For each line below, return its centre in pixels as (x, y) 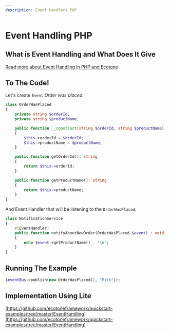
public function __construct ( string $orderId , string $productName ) (89, 128)
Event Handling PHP (49, 35)
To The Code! (27, 83)
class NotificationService (34, 219)
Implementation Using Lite (48, 296)
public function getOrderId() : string (56, 157)
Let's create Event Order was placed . (44, 95)
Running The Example (41, 268)
